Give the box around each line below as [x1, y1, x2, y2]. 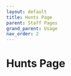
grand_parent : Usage [6, 25, 58, 32]
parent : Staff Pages [6, 20, 58, 26]
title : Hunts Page [6, 14, 52, 20]
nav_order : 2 [6, 31, 39, 37]
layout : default [6, 8, 47, 15]
